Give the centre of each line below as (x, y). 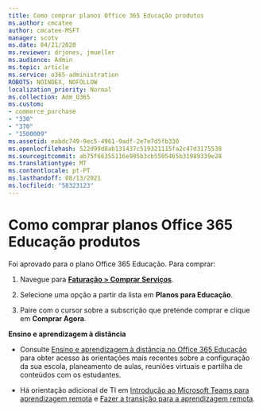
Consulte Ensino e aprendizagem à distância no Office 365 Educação (133, 349)
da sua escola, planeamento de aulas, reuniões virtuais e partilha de (131, 366)
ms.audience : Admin (41, 60)
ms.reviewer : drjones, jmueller (62, 52)
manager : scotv (33, 38)
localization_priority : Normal (60, 89)
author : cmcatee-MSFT (44, 30)
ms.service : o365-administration (64, 75)
